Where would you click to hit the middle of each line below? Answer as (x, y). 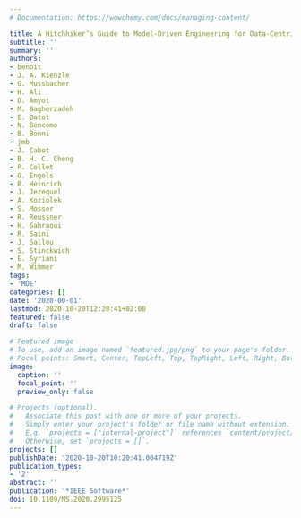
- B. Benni (30, 134)
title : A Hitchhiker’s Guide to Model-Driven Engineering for (128, 34)
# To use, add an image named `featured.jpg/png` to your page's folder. (150, 350)
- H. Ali (26, 92)
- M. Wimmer (31, 267)
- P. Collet (31, 167)
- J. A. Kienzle (39, 76)
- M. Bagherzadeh (42, 108)
